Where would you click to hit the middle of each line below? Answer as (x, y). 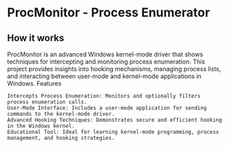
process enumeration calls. (47, 102)
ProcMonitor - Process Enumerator (109, 13)
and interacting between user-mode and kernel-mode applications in (105, 76)
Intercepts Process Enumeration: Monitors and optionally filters (104, 96)
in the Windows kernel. (41, 126)
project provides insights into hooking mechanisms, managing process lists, (114, 69)
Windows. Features (34, 83)
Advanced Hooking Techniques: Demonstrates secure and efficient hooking (115, 120)
